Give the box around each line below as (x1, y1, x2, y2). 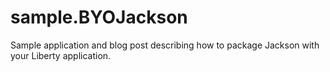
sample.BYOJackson (10, 6, 188, 29)
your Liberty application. (10, 49, 112, 61)
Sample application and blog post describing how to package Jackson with (10, 39, 320, 51)
